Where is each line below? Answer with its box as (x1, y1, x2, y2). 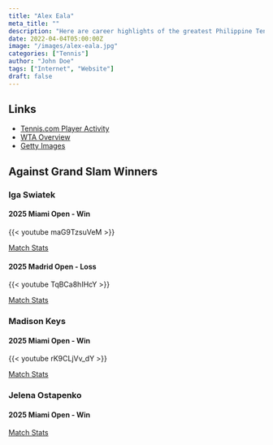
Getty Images (19, 141, 66, 151)
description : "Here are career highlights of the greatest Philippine (8, 27, 253, 35)
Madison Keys (8, 316, 67, 327)
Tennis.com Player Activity (19, 123, 110, 134)
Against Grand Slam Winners (8, 164, 158, 179)
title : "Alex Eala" (8, 11, 75, 20)
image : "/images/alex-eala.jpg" (8, 42, 118, 50)
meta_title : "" (8, 19, 60, 28)
